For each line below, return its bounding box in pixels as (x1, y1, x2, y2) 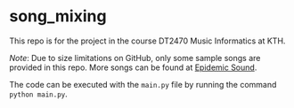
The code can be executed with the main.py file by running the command (9, 79, 277, 89)
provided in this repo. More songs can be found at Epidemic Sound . (9, 62, 257, 73)
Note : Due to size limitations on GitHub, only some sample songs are (9, 52, 261, 63)
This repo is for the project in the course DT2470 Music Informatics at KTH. (9, 35, 286, 46)
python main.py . (9, 89, 69, 99)
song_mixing (9, 6, 107, 27)
